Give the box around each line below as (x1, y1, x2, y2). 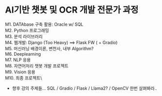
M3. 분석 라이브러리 (5, 33, 43, 39)
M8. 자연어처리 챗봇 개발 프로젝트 (5, 63, 69, 68)
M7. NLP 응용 (5, 57, 31, 63)
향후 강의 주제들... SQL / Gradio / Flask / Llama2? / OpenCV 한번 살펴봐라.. (12, 85, 157, 91)
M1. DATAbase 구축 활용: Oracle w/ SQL (5, 21, 84, 27)
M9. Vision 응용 (5, 69, 36, 75)
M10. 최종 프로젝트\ (5, 75, 42, 80)
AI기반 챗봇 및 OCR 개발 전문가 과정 (5, 4, 139, 16)
